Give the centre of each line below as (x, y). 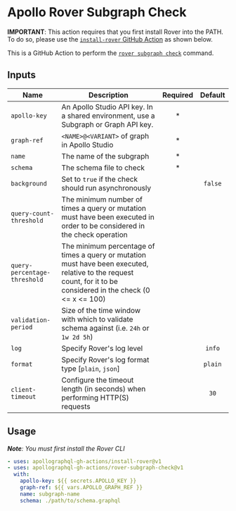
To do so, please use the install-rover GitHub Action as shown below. (110, 39)
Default (212, 94)
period (22, 327)
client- (24, 389)
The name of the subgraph (105, 156)
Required (178, 94)
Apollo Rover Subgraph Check (97, 12)
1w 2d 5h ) (77, 337)
